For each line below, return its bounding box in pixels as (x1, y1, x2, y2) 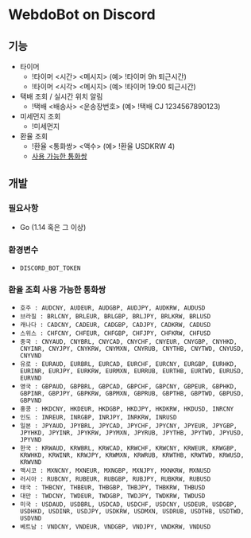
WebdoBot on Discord (8, 6, 156, 24)
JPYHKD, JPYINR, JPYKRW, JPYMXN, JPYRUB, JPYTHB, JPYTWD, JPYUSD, (19, 429, 245, 437)
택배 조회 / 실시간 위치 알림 (19, 92, 103, 101)
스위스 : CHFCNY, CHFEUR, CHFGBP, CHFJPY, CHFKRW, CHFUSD (19, 329, 211, 337)
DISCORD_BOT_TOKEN (19, 264, 81, 272)
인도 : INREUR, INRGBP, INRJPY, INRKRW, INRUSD (19, 414, 177, 422)
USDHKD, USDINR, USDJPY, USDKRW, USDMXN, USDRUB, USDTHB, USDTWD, (19, 508, 245, 516)
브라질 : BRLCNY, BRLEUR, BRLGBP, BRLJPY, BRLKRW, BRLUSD (19, 313, 211, 321)
